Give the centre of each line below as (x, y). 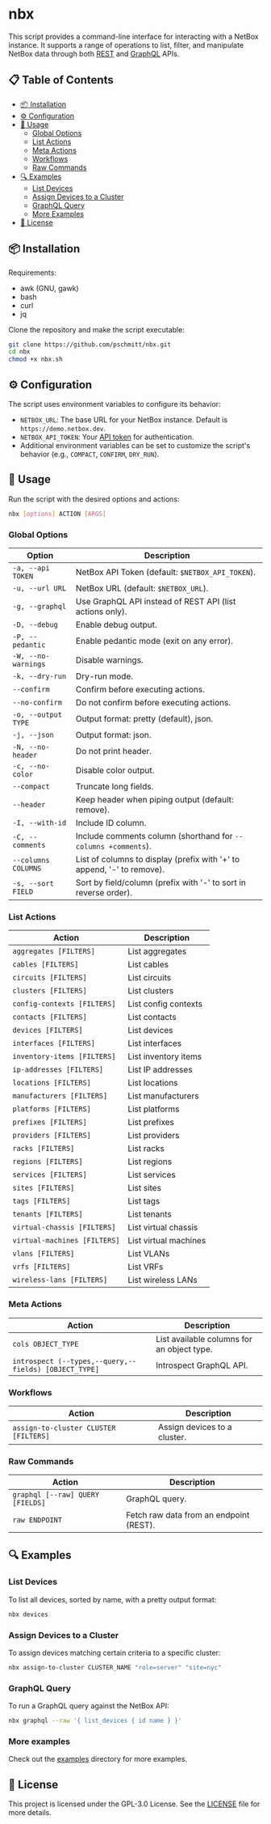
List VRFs (146, 1267)
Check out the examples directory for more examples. (98, 1759)
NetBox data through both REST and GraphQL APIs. (94, 53)
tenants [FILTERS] (48, 1215)
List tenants (150, 1214)
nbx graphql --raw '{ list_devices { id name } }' (95, 1721)
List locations (153, 1083)
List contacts (152, 1018)
